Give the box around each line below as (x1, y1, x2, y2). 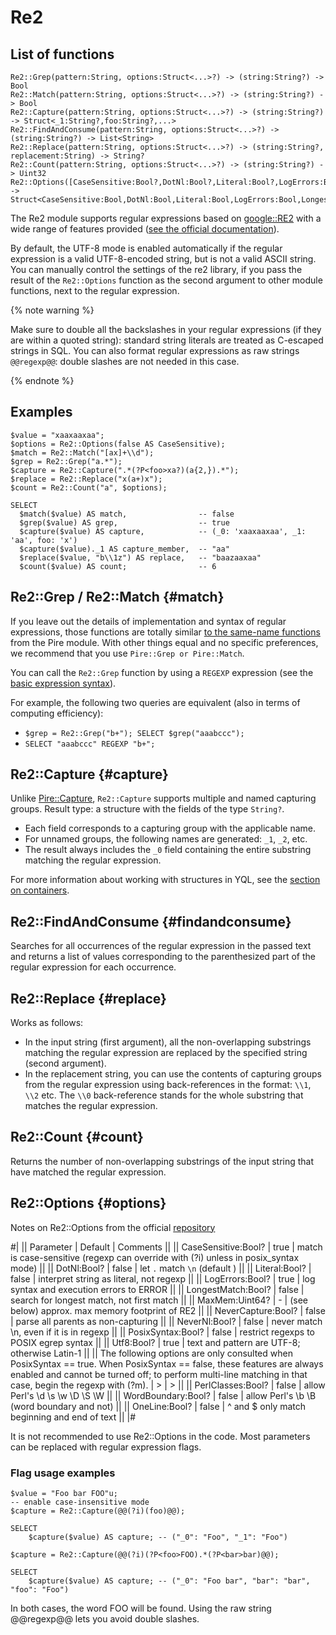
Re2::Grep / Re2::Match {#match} (10, 589, 225, 606)
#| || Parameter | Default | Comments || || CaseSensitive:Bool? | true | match (10, 1241, 323, 1253)
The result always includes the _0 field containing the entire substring (24, 844, 312, 856)
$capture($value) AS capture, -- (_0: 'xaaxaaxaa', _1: (19, 526, 307, 536)
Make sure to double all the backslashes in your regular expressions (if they (10, 324, 322, 335)
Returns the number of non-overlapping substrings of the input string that (10, 1155, 315, 1167)
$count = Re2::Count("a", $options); (10, 482, 168, 493)
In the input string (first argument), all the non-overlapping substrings (24, 1036, 312, 1048)
